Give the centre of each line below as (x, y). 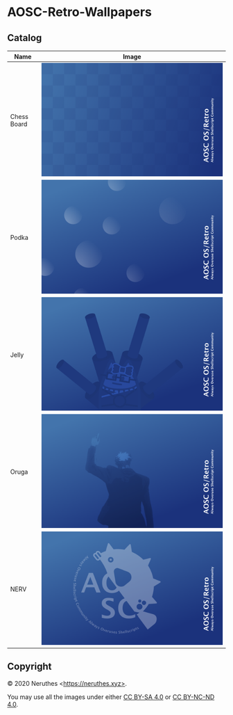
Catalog (25, 38)
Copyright (29, 667)
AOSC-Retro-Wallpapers (80, 12)
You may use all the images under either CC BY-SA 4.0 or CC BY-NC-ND (111, 697)
